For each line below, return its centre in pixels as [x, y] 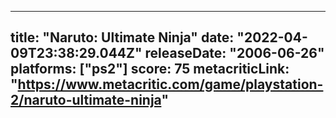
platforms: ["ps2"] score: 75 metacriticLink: [150, 69]
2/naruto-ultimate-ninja [86, 100]
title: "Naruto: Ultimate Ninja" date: [122, 37]
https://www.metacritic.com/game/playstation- [170, 84]
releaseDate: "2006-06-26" [234, 53]
